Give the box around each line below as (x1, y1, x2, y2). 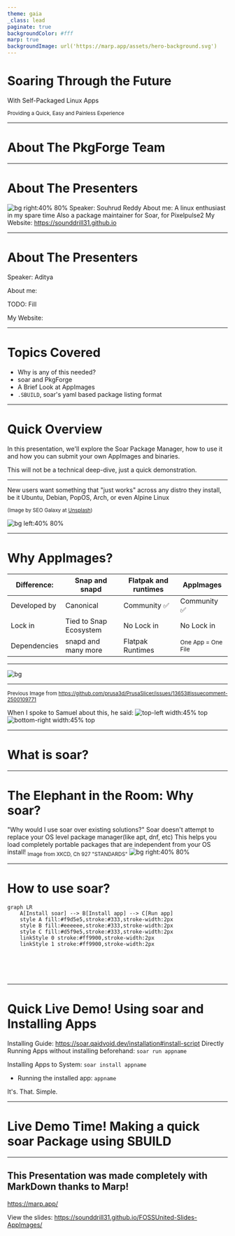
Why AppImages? (7, 550, 113, 566)
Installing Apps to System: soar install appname (7, 1060, 147, 1069)
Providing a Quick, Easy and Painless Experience (7, 109, 124, 116)
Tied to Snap (65, 616, 107, 626)
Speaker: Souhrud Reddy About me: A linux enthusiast (69, 203, 226, 212)
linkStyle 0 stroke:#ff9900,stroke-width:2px (20, 935, 155, 942)
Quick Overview (7, 421, 103, 437)
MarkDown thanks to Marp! (7, 1181, 129, 1193)
